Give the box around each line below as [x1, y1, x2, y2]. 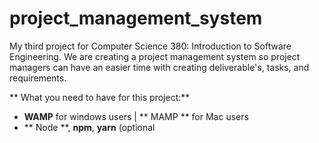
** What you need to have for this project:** [9, 91, 191, 103]
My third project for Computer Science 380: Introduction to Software [9, 40, 292, 52]
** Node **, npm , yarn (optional [23, 121, 156, 133]
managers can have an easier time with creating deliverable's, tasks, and [9, 61, 310, 73]
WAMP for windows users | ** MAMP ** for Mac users [23, 110, 249, 122]
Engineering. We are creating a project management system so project [9, 50, 301, 62]
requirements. [9, 72, 67, 84]
